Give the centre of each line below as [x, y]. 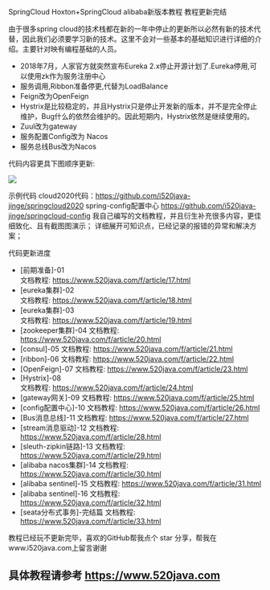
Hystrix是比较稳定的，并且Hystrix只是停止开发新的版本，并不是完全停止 [139, 106]
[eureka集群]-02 [47, 290]
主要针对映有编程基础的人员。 [72, 49]
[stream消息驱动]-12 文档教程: [70, 428]
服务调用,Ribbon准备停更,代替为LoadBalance [94, 86]
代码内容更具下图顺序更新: [52, 164]
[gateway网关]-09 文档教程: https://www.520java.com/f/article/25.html [137, 397]
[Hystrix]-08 [41, 378]
